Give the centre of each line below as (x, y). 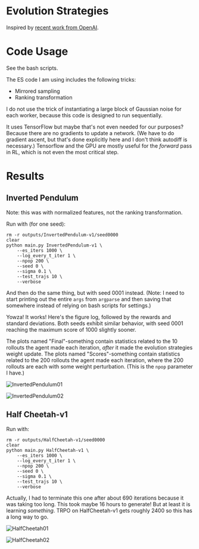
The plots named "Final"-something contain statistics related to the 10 (92, 341)
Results (25, 176)
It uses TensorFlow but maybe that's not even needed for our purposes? (95, 127)
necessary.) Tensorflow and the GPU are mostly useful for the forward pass (99, 146)
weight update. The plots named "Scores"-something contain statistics (93, 354)
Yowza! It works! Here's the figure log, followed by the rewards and (89, 317)
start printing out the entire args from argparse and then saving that (89, 299)
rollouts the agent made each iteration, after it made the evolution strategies (99, 347)
